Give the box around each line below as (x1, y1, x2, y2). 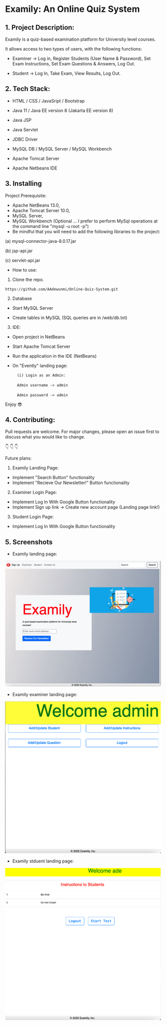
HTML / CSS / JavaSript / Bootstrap (12, 98, 85, 104)
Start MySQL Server (12, 305, 53, 311)
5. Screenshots (5, 538, 53, 546)
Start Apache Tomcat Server (12, 343, 71, 349)
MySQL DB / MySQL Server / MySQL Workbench (12, 146, 112, 152)
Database (12, 295, 32, 301)
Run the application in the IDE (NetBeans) (12, 353, 97, 359)
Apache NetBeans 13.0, (12, 202, 60, 208)
